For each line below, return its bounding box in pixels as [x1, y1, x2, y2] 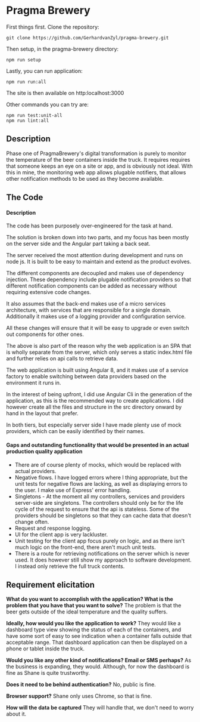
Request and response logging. [14, 524, 92, 532]
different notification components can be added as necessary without [6, 282, 177, 289]
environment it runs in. [6, 379, 61, 387]
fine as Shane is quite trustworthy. [6, 669, 90, 677]
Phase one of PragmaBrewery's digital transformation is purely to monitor [6, 150, 186, 157]
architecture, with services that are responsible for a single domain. [6, 307, 171, 314]
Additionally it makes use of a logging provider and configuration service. [6, 313, 186, 320]
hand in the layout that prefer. [6, 410, 79, 417]
